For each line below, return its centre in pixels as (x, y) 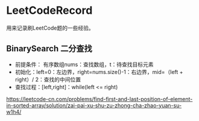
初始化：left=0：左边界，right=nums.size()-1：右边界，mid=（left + (99, 72)
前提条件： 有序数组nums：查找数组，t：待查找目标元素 (84, 64)
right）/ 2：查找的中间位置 (48, 79)
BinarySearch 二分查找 (49, 49)
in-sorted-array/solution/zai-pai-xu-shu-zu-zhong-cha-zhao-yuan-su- (94, 105)
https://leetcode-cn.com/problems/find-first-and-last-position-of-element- (99, 99)
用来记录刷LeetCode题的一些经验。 (50, 28)
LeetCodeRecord (49, 11)
